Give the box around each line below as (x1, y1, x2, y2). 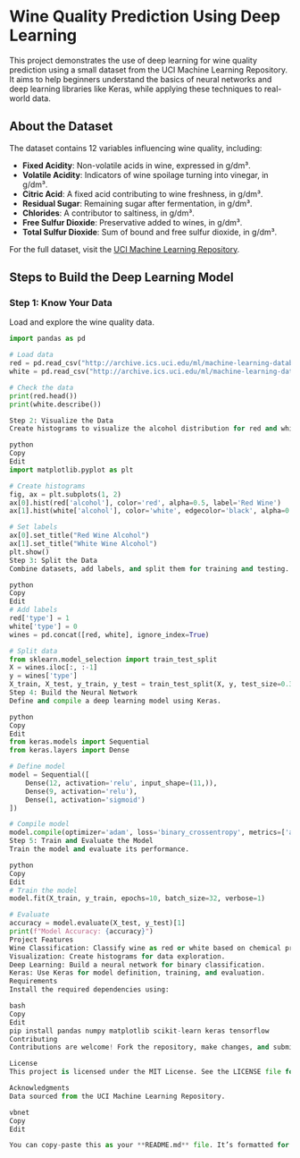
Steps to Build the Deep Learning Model (9, 270, 234, 285)
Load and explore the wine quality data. (9, 317, 154, 328)
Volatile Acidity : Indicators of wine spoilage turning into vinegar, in (21, 169, 270, 180)
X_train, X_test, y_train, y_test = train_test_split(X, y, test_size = (9, 680, 281, 689)
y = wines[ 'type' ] (9, 671, 78, 681)
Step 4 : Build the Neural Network (9, 688, 138, 697)
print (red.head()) (9, 391, 78, 400)
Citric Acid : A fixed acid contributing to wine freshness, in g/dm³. (21, 188, 263, 199)
